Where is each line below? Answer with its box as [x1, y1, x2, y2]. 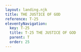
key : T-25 [9, 26, 30, 31]
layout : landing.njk [5, 7, 48, 12]
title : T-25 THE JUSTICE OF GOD [9, 30, 77, 35]
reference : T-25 [5, 16, 39, 21]
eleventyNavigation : [5, 21, 48, 26]
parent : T [9, 35, 30, 40]
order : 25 [9, 40, 30, 45]
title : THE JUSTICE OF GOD [5, 12, 61, 17]
